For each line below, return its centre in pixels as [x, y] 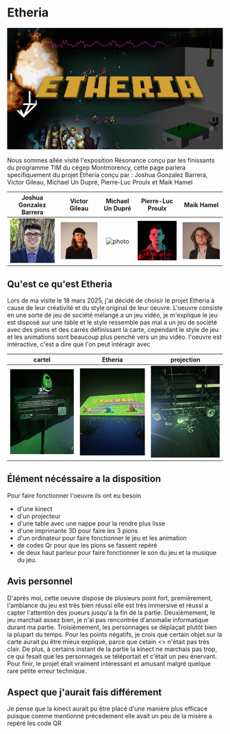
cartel [42, 359]
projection [185, 359]
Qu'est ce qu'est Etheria [60, 284]
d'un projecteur [39, 516]
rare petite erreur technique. [47, 671]
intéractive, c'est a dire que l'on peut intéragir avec [79, 344]
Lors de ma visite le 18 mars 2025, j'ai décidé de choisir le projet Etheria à [111, 300]
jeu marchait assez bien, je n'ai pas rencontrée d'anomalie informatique [108, 619]
